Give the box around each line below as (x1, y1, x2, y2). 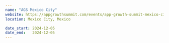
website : (5, 12, 24, 17)
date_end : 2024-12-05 (5, 30, 55, 35)
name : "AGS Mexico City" (5, 7, 57, 12)
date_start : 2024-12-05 (5, 25, 55, 30)
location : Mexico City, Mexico (5, 16, 71, 21)
